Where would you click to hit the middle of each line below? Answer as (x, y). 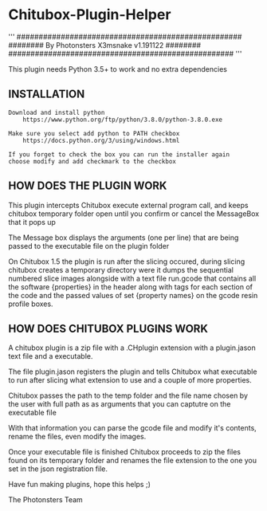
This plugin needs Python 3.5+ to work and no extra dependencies (118, 69)
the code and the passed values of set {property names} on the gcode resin (133, 295)
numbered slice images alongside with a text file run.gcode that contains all (132, 278)
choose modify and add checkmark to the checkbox (92, 161)
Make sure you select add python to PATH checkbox (94, 133)
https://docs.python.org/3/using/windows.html (101, 140)
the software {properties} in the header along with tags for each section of (131, 287)
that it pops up (32, 222)
